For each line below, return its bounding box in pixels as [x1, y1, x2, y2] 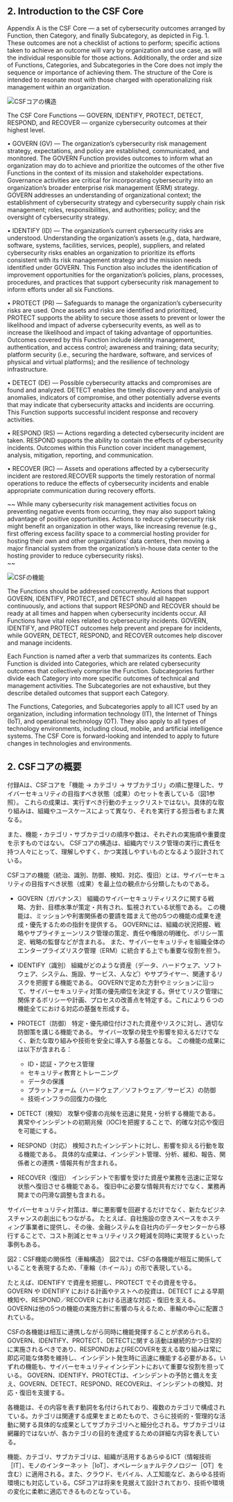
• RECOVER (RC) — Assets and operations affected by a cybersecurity [7, 464, 209, 472]
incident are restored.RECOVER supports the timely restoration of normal [7, 472, 216, 480]
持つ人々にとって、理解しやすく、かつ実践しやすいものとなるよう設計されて [7, 847, 225, 856]
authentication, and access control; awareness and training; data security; [7, 343, 220, 351]
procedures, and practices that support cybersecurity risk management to [7, 277, 219, 286]
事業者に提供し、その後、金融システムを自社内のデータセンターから [25, 1223, 220, 1231]
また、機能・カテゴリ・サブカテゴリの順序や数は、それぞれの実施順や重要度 [7, 830, 226, 838]
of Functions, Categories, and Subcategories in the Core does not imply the [7, 60, 223, 69]
